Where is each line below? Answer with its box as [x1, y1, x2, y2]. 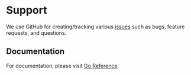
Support [6, 4, 47, 17]
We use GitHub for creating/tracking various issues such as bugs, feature [6, 23, 185, 30]
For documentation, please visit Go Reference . [6, 62, 119, 69]
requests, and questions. [6, 29, 67, 36]
